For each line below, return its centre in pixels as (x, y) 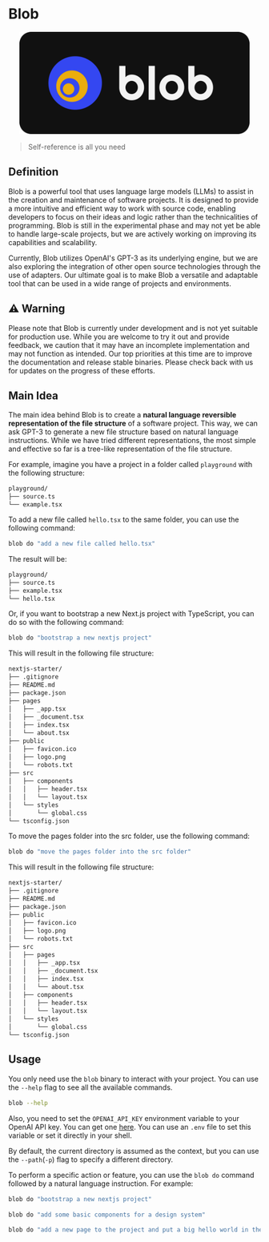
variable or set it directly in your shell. (70, 1135)
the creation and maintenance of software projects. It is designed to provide (133, 200)
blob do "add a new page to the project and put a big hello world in (128, 1230)
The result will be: (38, 559)
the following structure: (47, 473)
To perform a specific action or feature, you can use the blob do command (131, 1175)
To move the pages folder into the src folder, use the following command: (129, 836)
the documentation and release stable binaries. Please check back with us (131, 362)
